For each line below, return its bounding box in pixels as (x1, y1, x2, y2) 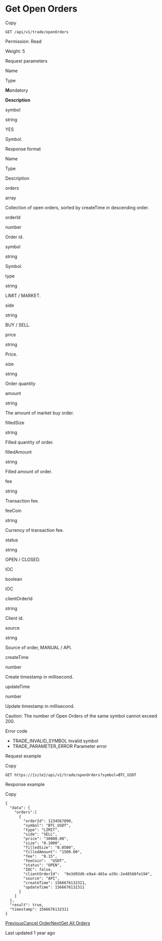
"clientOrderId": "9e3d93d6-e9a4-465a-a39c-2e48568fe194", (23, 871, 152, 876)
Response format (5, 146, 41, 152)
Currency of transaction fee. (5, 527, 64, 533)
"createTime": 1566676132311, (23, 880, 87, 885)
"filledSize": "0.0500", (23, 845, 76, 850)
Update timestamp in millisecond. (5, 703, 75, 709)
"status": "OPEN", (23, 862, 62, 868)
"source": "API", (23, 876, 60, 881)
